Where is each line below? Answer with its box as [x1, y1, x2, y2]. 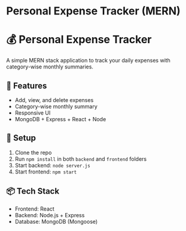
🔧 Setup [6, 133, 36, 143]
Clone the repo [14, 149, 52, 156]
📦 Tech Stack [6, 186, 60, 196]
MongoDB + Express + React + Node [14, 115, 106, 122]
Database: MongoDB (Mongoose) [14, 218, 98, 225]
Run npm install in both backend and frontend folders [14, 155, 147, 163]
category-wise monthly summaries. [6, 63, 94, 70]
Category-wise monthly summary [14, 103, 97, 110]
